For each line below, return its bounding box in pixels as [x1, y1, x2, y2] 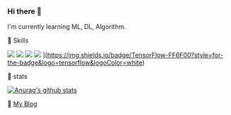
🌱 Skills [7, 36, 29, 45]
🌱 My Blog [7, 99, 38, 109]
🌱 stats [7, 72, 28, 81]
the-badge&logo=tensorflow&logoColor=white [7, 58, 143, 67]
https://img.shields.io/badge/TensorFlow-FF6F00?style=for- [47, 51, 224, 60]
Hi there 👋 [7, 6, 43, 16]
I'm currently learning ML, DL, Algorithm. [7, 23, 126, 31]
